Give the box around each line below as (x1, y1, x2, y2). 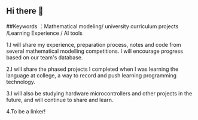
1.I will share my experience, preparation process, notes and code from (6, 41, 181, 48)
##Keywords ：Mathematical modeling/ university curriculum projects (6, 22, 179, 30)
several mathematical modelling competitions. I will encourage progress (6, 47, 184, 55)
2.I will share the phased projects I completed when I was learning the (6, 65, 179, 73)
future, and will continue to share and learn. (6, 96, 114, 103)
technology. (6, 78, 36, 85)
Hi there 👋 (6, 6, 44, 16)
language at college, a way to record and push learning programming (6, 71, 177, 79)
